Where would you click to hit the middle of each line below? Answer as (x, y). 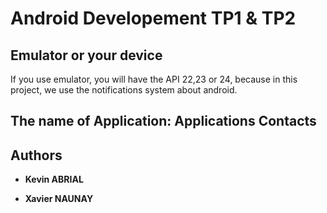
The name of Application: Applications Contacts (163, 121)
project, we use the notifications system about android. (124, 90)
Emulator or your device (86, 55)
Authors (36, 155)
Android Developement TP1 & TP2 (153, 18)
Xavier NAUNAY (59, 199)
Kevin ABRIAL (54, 179)
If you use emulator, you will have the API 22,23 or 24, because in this (154, 79)
